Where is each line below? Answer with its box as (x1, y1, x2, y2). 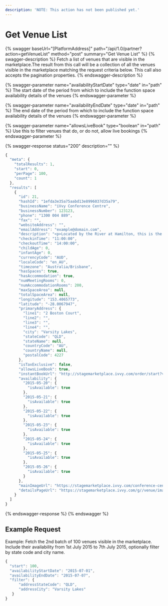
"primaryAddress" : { (18, 306, 61, 311)
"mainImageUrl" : (18, 483, 52, 488)
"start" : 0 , (14, 166, 39, 172)
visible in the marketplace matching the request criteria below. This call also (5, 67, 161, 73)
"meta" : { (9, 157, 30, 162)
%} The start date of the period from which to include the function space (5, 87, 155, 93)
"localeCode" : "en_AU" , (18, 259, 68, 264)
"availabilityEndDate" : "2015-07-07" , (9, 573, 91, 578)
